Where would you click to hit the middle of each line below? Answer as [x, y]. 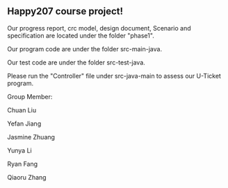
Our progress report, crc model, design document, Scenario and [99, 28]
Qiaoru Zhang [27, 177]
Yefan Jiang [24, 123]
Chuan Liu [22, 110]
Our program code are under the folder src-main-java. [84, 49]
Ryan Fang [23, 164]
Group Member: [30, 96]
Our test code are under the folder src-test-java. [76, 62]
